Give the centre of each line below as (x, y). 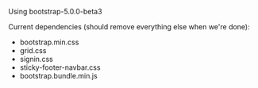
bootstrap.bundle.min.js (58, 76)
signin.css (36, 59)
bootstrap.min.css (49, 42)
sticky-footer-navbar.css (60, 67)
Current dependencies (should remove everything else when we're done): (129, 27)
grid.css (33, 50)
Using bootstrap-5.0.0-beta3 (55, 11)
